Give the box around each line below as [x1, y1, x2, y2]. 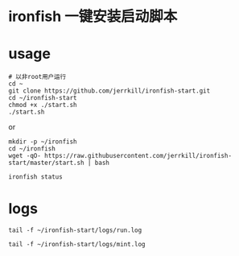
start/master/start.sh [8, 159, 84, 167]
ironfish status [8, 173, 63, 181]
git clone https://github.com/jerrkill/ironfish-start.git [8, 87, 211, 95]
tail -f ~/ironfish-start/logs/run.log [8, 226, 142, 234]
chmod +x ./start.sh [8, 101, 78, 109]
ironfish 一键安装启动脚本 [8, 7, 178, 26]
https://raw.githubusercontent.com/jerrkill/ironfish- [43, 152, 232, 160]
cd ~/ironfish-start [8, 94, 78, 102]
